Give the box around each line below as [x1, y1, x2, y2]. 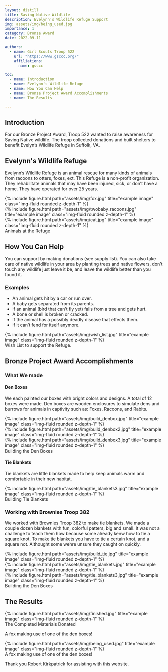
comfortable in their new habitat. [5, 476, 72, 482]
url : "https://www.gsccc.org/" [14, 54, 79, 59]
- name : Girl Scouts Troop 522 [9, 49, 75, 54]
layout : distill [5, 7, 39, 13]
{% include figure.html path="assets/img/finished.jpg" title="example [5, 611, 148, 617]
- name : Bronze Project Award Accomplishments [9, 91, 108, 96]
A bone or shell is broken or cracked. [12, 311, 89, 317]
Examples [5, 284, 30, 291]
